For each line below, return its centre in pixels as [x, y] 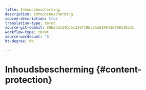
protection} [29, 80]
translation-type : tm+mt [30, 23]
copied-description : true [31, 18]
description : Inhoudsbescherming [39, 14]
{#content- [119, 69]
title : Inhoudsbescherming [32, 9]
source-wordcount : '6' [28, 37]
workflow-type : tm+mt [27, 32]
